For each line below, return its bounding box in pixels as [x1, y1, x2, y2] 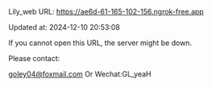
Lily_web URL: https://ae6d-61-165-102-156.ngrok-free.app [8, 7, 204, 16]
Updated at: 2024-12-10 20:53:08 [8, 23, 121, 31]
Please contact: [8, 54, 60, 63]
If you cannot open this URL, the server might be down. [8, 38, 192, 48]
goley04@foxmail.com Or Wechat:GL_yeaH [8, 69, 152, 79]
